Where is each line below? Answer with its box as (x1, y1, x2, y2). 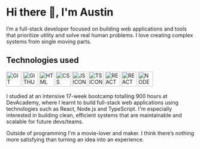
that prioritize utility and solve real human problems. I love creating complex (6, 31, 193, 38)
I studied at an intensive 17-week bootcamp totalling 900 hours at (6, 92, 168, 99)
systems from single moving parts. (6, 38, 92, 45)
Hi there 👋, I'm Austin (6, 5, 114, 19)
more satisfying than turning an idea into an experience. (6, 136, 144, 143)
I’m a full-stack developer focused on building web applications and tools (6, 25, 187, 32)
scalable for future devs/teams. (6, 118, 84, 125)
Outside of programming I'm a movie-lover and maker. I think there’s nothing (6, 129, 195, 136)
